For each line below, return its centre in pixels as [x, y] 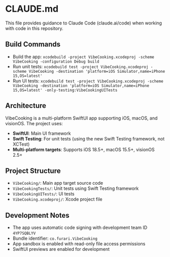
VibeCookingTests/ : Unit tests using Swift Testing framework [76, 188]
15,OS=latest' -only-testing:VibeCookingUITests [65, 90]
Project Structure [33, 171]
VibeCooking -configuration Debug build [56, 62]
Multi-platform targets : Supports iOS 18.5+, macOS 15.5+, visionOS [83, 149]
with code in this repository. [34, 28]
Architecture [26, 106]
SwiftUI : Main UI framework [42, 133]
